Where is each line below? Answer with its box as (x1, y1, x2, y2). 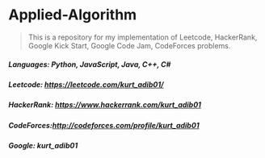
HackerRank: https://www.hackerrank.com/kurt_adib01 (8, 100, 202, 110)
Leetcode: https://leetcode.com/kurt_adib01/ (8, 79, 164, 89)
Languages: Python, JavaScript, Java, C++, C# (8, 59, 171, 69)
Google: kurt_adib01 (8, 141, 78, 151)
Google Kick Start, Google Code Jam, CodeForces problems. (27, 40, 231, 50)
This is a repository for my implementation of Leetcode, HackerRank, (27, 32, 258, 42)
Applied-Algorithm (8, 6, 137, 24)
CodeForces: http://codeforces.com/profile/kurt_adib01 (8, 120, 200, 130)
